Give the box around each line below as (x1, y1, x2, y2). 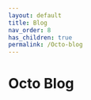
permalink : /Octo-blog (8, 41, 83, 49)
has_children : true (8, 33, 73, 42)
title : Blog (8, 19, 47, 27)
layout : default (8, 11, 62, 20)
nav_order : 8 (8, 26, 51, 34)
